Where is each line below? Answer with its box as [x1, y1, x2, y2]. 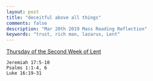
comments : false [6, 20, 47, 26]
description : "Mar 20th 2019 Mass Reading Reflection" [6, 25, 148, 32]
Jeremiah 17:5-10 [6, 60, 50, 66]
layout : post [6, 8, 39, 15]
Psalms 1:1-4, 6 [6, 65, 47, 71]
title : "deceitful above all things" [6, 15, 102, 21]
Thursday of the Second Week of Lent [6, 48, 102, 55]
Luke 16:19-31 [6, 70, 42, 76]
